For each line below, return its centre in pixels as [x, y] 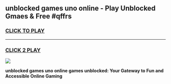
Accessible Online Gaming [34, 76]
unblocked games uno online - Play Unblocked [81, 8]
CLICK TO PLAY [25, 31]
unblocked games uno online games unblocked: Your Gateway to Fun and [84, 70]
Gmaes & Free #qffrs [39, 17]
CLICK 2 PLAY [23, 50]
